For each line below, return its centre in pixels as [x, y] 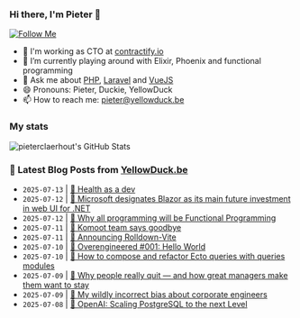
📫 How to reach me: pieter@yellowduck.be [103, 100]
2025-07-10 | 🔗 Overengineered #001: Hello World [114, 246]
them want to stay [56, 285]
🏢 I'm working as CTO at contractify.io [93, 51]
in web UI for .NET [56, 208]
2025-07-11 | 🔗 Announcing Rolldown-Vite [100, 237]
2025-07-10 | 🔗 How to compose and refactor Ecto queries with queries [154, 256]
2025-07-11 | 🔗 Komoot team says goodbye [102, 227]
